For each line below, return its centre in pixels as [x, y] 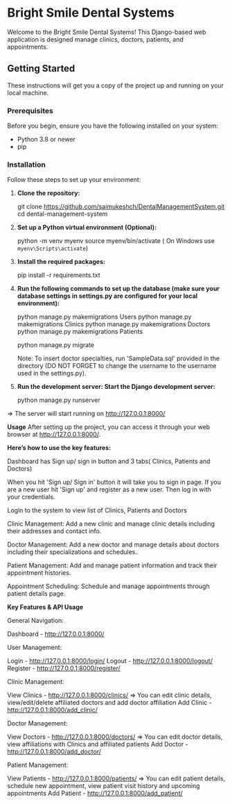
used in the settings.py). [52, 374]
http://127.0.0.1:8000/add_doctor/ [54, 752]
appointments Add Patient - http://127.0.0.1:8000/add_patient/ [95, 794]
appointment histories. [39, 573]
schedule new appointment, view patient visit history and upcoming [104, 786]
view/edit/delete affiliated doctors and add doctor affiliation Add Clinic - [110, 703]
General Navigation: [36, 621]
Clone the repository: [48, 193]
